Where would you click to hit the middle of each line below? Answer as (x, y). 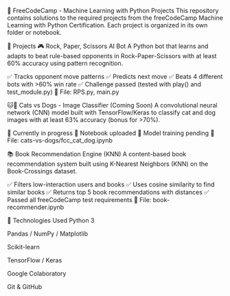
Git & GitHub (25, 287)
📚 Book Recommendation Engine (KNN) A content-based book (97, 154)
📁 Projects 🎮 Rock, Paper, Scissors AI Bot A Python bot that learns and (108, 46)
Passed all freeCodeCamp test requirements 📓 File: (79, 200)
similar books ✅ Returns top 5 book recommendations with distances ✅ (108, 192)
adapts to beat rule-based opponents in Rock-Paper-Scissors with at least (112, 56)
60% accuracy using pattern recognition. (65, 63)
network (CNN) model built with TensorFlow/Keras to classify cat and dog (112, 112)
